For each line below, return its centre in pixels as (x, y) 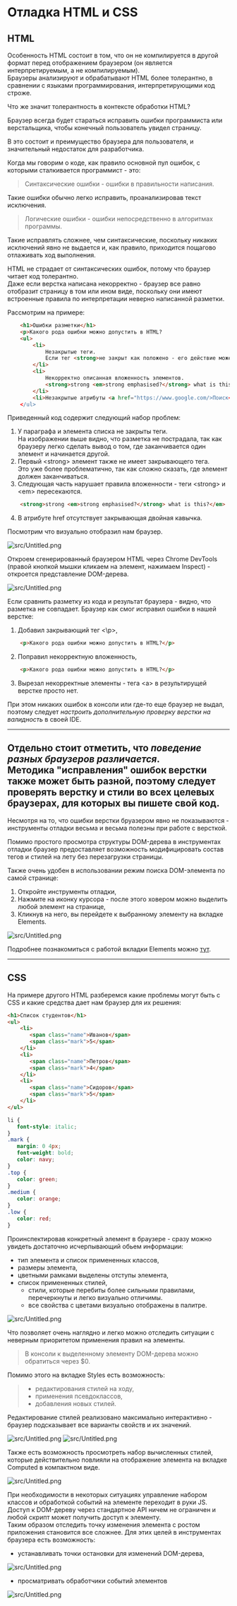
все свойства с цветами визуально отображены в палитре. (117, 1305)
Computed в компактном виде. (54, 1467)
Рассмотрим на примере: (46, 312)
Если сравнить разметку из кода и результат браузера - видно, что (109, 602)
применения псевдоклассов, (79, 1396)
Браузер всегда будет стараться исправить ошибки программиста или (115, 120)
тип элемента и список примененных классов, (88, 1260)
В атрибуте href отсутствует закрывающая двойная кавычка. (110, 518)
